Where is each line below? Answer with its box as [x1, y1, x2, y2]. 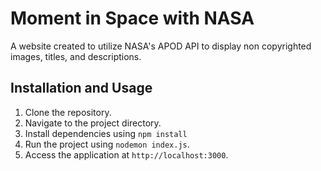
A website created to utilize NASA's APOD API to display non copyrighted [10, 40, 312, 52]
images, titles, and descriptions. [10, 50, 142, 62]
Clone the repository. [24, 106, 112, 118]
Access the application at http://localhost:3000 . [24, 148, 229, 161]
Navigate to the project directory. [24, 117, 162, 129]
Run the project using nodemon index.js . [24, 138, 190, 150]
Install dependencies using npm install [24, 127, 188, 139]
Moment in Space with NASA [10, 7, 255, 30]
